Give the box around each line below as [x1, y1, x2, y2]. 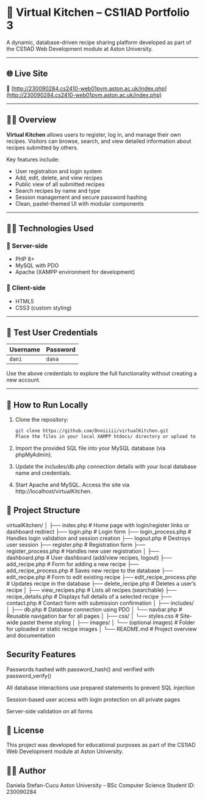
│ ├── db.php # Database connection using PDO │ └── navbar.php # [6, 605, 182, 613]
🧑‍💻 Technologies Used [6, 223, 94, 234]
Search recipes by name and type [15, 187, 101, 194]
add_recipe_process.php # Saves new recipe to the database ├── [6, 567, 173, 574]
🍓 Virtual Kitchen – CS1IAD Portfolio [6, 5, 190, 20]
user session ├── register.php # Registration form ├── [6, 541, 146, 548]
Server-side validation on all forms [6, 707, 93, 715]
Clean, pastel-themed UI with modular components [15, 200, 145, 207]
